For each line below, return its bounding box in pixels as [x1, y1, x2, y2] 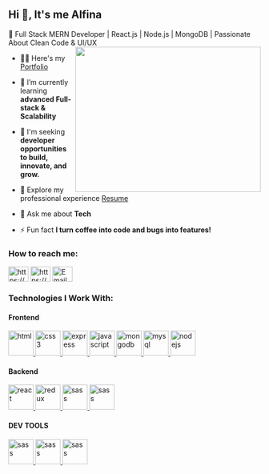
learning [19, 86, 48, 95]
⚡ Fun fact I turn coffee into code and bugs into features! [19, 225, 212, 235]
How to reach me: [8, 247, 78, 259]
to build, [19, 152, 48, 162]
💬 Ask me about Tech [19, 209, 92, 219]
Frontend [8, 312, 40, 322]
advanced [19, 94, 54, 104]
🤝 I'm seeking [19, 127, 66, 136]
